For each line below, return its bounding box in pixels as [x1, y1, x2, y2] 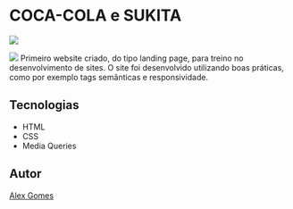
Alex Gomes [9, 189, 54, 201]
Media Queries [21, 140, 77, 151]
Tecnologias [9, 97, 80, 113]
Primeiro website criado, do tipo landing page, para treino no [20, 53, 244, 63]
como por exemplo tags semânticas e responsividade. [9, 71, 208, 82]
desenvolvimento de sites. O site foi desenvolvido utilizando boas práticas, [9, 62, 284, 72]
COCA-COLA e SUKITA [9, 5, 182, 26]
